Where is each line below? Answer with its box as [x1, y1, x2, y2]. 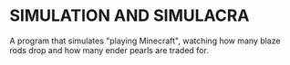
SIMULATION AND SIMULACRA [9, 5, 250, 26]
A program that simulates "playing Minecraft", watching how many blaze [9, 35, 281, 46]
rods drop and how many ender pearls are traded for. [9, 44, 210, 55]
